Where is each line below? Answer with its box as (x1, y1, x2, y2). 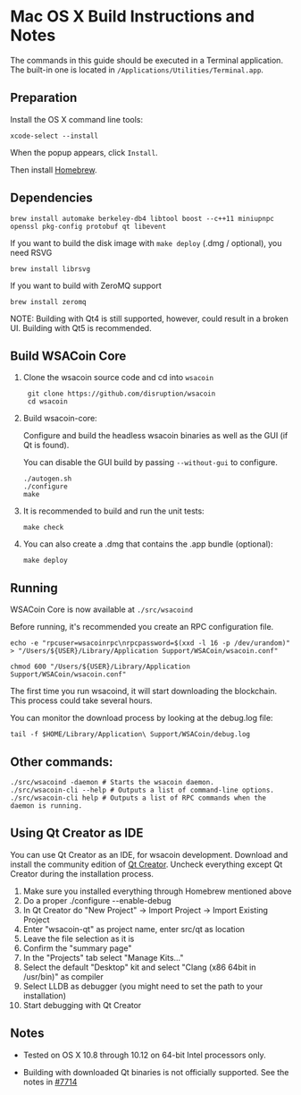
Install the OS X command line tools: (10, 114, 144, 124)
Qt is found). (22, 440, 70, 451)
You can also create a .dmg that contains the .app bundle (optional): (22, 539, 273, 549)
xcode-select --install (10, 132, 99, 140)
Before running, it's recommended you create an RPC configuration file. (10, 622, 274, 632)
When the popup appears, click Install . (10, 147, 159, 157)
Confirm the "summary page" (22, 942, 132, 954)
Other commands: (10, 754, 113, 769)
